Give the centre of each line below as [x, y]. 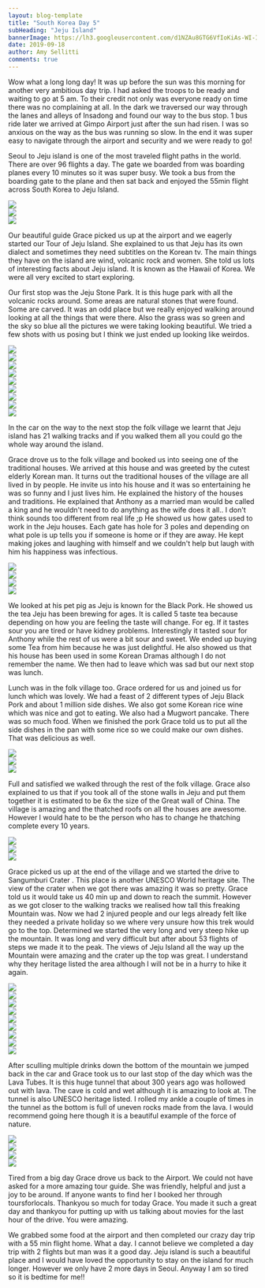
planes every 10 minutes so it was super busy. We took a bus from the [122, 172]
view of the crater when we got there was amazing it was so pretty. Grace [128, 888]
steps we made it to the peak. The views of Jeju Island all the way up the [126, 946]
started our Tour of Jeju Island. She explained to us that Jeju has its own [125, 243]
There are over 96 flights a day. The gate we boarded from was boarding [127, 164]
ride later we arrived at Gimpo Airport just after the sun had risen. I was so [129, 124]
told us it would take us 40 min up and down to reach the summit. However [130, 897]
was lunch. [26, 672]
